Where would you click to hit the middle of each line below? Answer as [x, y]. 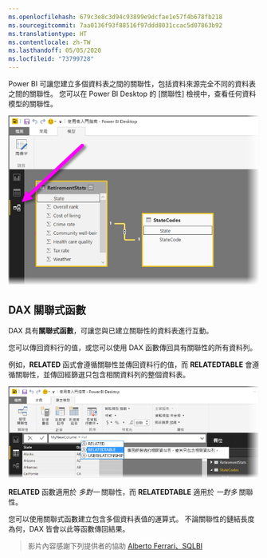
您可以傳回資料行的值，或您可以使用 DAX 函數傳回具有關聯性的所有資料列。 [133, 347]
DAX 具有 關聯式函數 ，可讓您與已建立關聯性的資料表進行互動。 [111, 330]
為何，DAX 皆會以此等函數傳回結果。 [69, 529]
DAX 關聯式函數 [47, 310]
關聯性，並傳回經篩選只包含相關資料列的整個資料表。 [102, 374]
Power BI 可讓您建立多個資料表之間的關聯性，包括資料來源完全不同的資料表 [132, 84]
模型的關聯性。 [33, 104]
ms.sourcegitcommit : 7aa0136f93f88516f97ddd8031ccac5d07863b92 [116, 25]
